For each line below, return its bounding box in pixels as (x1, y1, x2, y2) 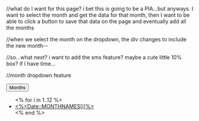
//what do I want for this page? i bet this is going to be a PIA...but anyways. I (6, 5, 194, 12)
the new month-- (6, 42, 48, 49)
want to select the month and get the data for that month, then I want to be (6, 11, 190, 19)
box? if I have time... (6, 60, 56, 67)
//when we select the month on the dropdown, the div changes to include (6, 36, 187, 43)
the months (6, 24, 35, 31)
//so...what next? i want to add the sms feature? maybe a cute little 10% (6, 54, 182, 60)
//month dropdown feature (6, 72, 72, 78)
